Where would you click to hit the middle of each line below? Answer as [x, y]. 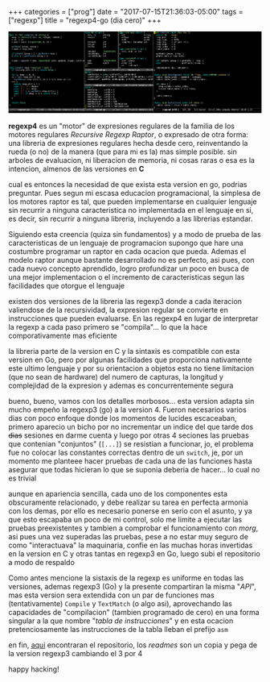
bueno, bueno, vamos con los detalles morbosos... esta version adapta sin [131, 401]
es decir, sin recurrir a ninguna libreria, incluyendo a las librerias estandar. [131, 219]
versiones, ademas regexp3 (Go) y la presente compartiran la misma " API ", [133, 587]
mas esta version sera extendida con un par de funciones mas [111, 595]
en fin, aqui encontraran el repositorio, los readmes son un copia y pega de [133, 645]
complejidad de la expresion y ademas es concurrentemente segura [121, 385]
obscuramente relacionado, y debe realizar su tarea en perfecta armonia [129, 502]
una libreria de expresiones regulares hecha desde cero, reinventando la [128, 143]
